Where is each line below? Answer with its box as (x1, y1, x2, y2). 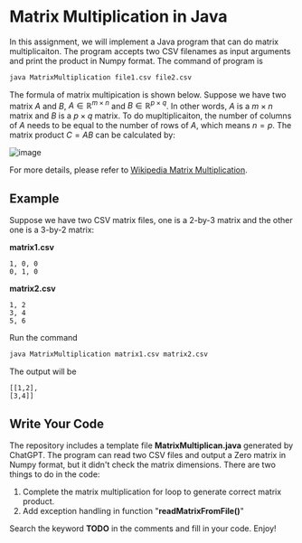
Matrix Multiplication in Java (9, 6, 228, 27)
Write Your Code (9, 416, 105, 431)
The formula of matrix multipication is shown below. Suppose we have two (9, 89, 287, 100)
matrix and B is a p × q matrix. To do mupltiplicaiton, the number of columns (9, 110, 292, 121)
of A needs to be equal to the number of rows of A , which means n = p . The (9, 120, 292, 131)
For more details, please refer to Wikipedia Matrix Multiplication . (9, 164, 248, 175)
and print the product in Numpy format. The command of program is (9, 55, 264, 66)
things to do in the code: (9, 468, 100, 480)
